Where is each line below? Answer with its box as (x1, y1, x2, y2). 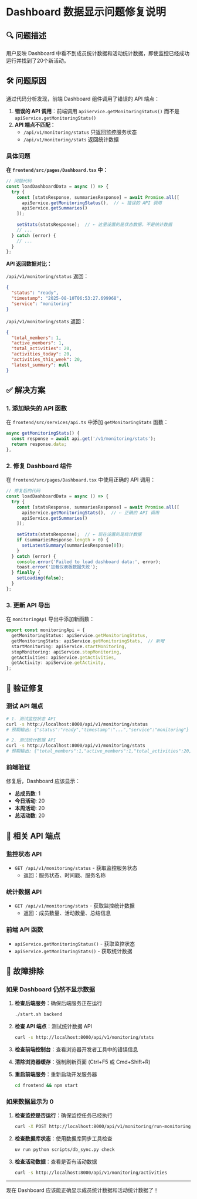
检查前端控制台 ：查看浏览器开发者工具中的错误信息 (14, 1046, 138, 1053)
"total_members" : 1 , (11, 335, 62, 341)
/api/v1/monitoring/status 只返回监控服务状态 (23, 128, 137, 136)
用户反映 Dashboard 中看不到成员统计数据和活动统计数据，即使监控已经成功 (6, 50, 190, 56)
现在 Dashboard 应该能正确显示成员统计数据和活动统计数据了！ (6, 1186, 159, 1194)
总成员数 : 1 (14, 790, 41, 797)
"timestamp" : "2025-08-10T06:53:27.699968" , (11, 296, 122, 302)
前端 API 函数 (6, 926, 43, 934)
